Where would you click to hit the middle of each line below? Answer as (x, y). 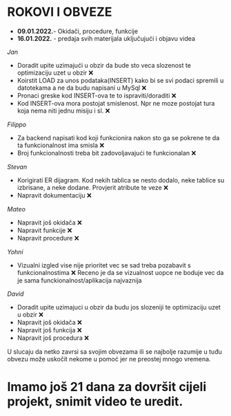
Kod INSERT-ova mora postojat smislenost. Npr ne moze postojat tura (116, 103)
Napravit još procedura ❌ (53, 338)
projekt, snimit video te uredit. (95, 402)
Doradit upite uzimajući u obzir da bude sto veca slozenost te (104, 65)
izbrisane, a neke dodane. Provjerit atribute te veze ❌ (93, 187)
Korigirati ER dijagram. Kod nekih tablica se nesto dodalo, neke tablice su (121, 180)
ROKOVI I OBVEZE (60, 12)
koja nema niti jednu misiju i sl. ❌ (63, 111)
